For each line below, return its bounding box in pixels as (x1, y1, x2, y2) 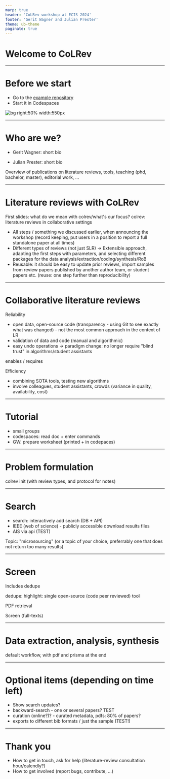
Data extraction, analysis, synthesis (5, 635, 159, 646)
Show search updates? (12, 702, 61, 708)
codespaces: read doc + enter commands (12, 433, 100, 440)
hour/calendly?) (12, 763, 46, 769)
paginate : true (5, 26, 37, 32)
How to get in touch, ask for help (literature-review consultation (12, 758, 145, 764)
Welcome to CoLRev (5, 48, 92, 60)
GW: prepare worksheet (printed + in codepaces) (12, 439, 115, 445)
